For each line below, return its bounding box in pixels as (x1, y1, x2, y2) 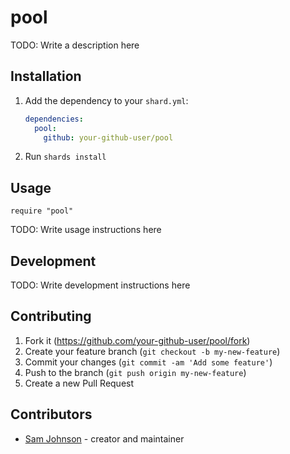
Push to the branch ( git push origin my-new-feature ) (24, 366, 247, 378)
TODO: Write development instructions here (10, 279, 191, 291)
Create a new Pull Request (24, 377, 135, 389)
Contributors (10, 406, 93, 423)
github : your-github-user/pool (43, 132, 174, 143)
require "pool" (10, 206, 74, 216)
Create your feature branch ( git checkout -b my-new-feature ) (24, 345, 281, 357)
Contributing (10, 308, 92, 325)
